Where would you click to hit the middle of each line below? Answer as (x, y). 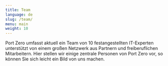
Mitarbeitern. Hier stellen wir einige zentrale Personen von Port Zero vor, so (84, 54)
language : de (19, 15)
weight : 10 (17, 29)
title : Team (18, 10)
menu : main (17, 24)
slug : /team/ (19, 19)
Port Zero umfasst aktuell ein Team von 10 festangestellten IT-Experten (79, 43)
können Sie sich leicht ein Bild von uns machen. (55, 59)
